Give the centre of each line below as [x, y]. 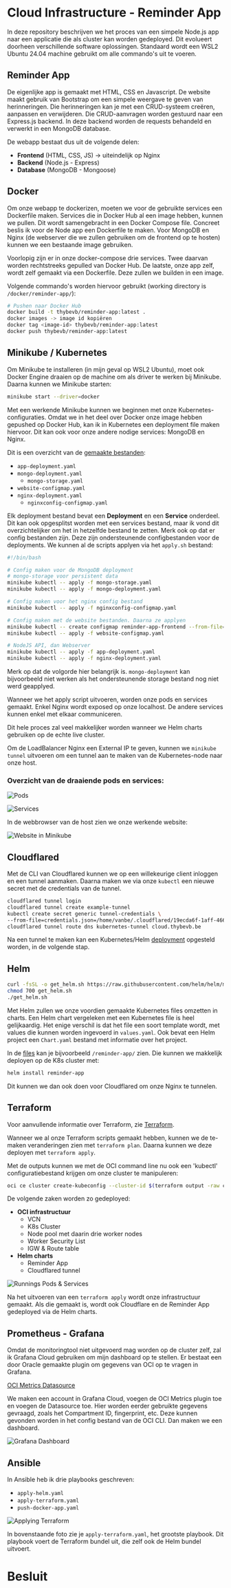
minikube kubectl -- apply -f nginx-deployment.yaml [84, 659]
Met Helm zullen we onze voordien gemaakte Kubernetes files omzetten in [112, 1010]
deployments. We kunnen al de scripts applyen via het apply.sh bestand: [110, 544]
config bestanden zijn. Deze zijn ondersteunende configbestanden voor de [113, 538]
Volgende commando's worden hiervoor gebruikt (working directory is [107, 286]
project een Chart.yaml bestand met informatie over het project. [97, 1039]
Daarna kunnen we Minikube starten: [59, 384]
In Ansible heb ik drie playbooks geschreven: [71, 1480]
